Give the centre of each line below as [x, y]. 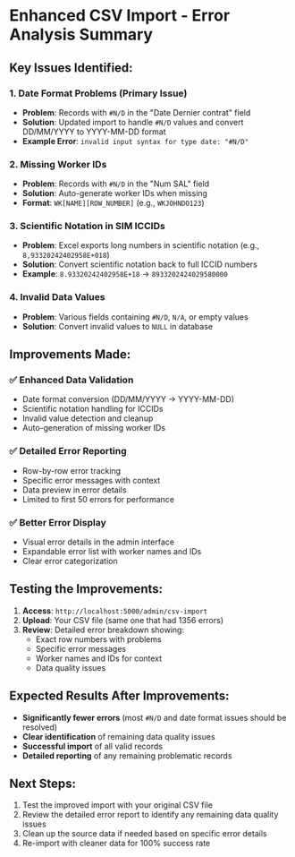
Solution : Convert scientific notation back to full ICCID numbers [139, 264]
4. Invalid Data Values [57, 297]
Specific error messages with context [91, 480]
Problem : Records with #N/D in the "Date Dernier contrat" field [136, 112]
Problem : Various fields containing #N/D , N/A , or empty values [135, 317]
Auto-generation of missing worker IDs [94, 428]
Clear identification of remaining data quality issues [119, 736]
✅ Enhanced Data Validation [72, 380]
